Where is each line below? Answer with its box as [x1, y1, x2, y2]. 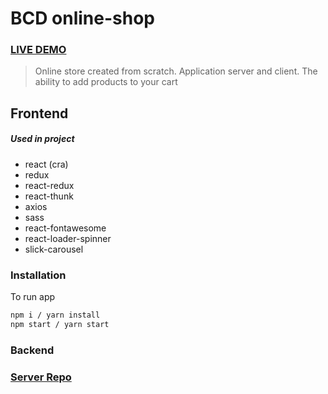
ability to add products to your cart [34, 76, 178, 88]
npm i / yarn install [10, 310, 101, 321]
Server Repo [10, 370, 72, 384]
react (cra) [24, 158, 69, 170]
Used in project [10, 133, 75, 145]
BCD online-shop [10, 7, 156, 30]
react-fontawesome [24, 222, 107, 234]
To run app [10, 291, 56, 303]
